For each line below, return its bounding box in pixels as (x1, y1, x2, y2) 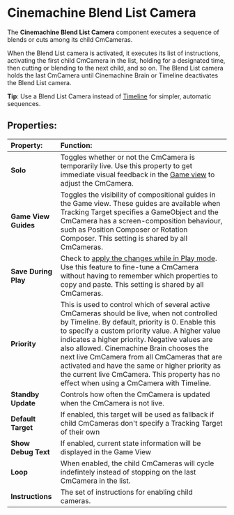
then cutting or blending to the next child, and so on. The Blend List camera (7, 64, 224, 72)
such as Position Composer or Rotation (60, 225, 188, 234)
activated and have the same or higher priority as (60, 361, 221, 371)
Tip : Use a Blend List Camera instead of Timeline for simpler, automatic (7, 92, 212, 100)
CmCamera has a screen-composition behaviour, (60, 216, 223, 225)
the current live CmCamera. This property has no (60, 369, 221, 379)
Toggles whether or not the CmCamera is (60, 152, 195, 162)
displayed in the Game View (60, 447, 152, 456)
